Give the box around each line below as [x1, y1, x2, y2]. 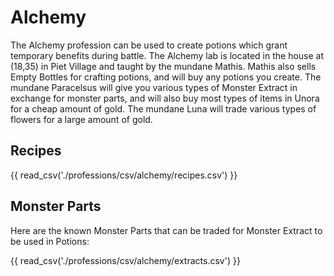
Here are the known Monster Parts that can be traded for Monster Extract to [10, 224, 323, 236]
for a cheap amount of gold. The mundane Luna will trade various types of [10, 102, 317, 115]
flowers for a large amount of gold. [10, 113, 153, 125]
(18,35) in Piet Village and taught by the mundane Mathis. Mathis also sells [10, 60, 317, 72]
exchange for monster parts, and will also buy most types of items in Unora [10, 92, 320, 104]
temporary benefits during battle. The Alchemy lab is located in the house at [10, 49, 325, 61]
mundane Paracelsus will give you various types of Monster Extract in [10, 81, 298, 93]
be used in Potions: [10, 235, 90, 247]
